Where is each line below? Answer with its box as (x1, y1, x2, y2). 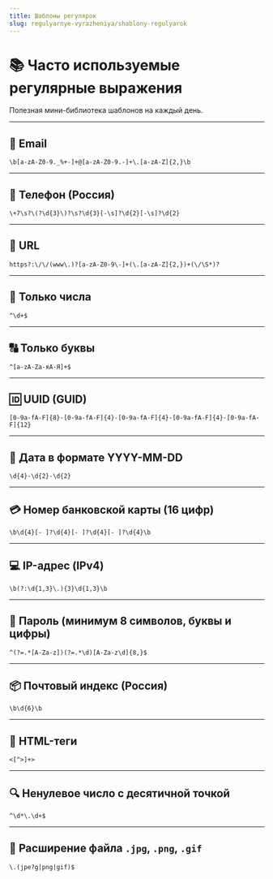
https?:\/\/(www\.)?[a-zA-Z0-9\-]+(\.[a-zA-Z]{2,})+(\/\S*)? (9, 261, 220, 269)
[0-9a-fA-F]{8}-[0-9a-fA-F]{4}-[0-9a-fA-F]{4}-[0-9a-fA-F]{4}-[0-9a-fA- (9, 414, 260, 422)
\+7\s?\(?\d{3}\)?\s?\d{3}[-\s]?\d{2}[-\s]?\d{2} (9, 209, 181, 218)
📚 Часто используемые (9, 56, 181, 74)
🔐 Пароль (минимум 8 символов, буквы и (9, 614, 232, 628)
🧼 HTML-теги (9, 734, 78, 748)
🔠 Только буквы (9, 342, 96, 355)
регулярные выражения (9, 79, 183, 97)
